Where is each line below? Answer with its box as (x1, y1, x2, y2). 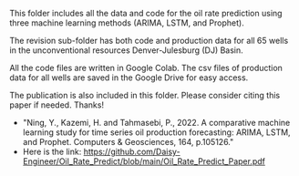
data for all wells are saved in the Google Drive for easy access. (9, 72, 249, 83)
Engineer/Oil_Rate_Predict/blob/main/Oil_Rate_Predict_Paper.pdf (22, 156, 266, 167)
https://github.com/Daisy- (83, 146, 180, 157)
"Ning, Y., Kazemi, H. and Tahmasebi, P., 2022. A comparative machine (22, 118, 291, 128)
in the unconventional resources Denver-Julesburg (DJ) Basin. (9, 45, 243, 56)
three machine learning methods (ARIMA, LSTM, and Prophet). (9, 17, 244, 28)
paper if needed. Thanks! (9, 99, 105, 110)
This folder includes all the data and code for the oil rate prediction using (9, 8, 283, 18)
